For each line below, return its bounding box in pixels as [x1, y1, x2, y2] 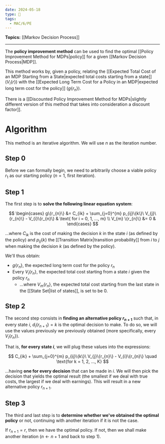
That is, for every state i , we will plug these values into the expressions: [5, 344, 151, 350]
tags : [5, 16, 16, 21]
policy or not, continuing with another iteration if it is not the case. [5, 417, 139, 423]
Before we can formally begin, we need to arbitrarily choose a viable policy [5, 167, 157, 173]
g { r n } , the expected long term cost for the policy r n [12, 262, 115, 269]
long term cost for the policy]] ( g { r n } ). [5, 86, 81, 92]
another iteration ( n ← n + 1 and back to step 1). [5, 433, 101, 439]
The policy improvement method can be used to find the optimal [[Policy [5, 49, 154, 55]
